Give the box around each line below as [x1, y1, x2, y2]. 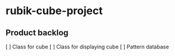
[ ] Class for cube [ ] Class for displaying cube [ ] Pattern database [5, 43, 170, 50]
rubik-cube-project [5, 4, 103, 18]
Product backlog [5, 28, 69, 38]
